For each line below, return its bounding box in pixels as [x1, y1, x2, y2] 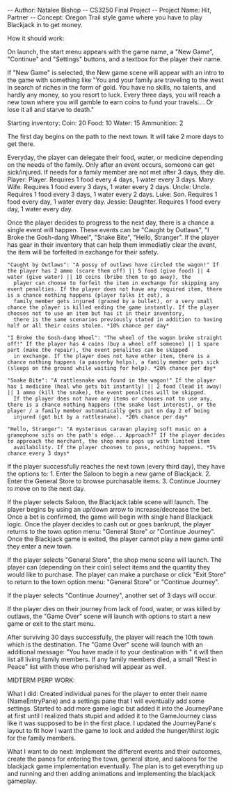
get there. [7, 140, 35, 148]
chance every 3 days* [7, 450, 70, 457]
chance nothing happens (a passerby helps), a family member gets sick [7, 359, 219, 366]
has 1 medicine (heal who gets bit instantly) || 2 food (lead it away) [7, 383, 223, 390]
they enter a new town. [7, 542, 73, 550]
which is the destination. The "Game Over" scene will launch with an [7, 640, 203, 649]
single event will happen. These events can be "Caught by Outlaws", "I [7, 226, 210, 234]
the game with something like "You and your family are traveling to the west [7, 76, 224, 84]
